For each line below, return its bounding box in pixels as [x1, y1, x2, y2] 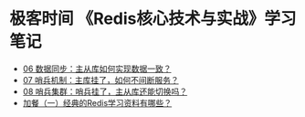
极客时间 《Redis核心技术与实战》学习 [9, 8, 297, 29]
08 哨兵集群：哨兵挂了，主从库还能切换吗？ [22, 86, 188, 97]
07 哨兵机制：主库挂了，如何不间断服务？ [22, 74, 180, 85]
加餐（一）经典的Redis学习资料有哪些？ [22, 97, 173, 108]
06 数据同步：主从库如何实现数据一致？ [22, 63, 172, 74]
